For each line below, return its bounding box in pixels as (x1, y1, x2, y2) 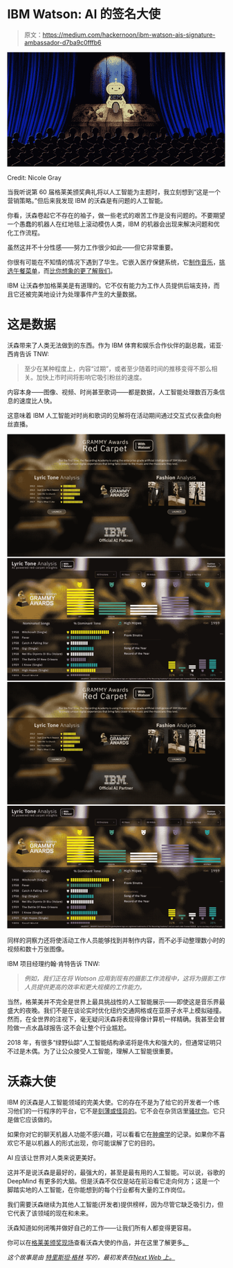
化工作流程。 (7, 228, 44, 236)
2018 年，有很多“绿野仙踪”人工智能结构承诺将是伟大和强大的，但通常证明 (7, 1038, 216, 1046)
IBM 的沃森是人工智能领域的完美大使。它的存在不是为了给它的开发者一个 (7, 1098, 214, 1106)
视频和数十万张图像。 (7, 944, 68, 953)
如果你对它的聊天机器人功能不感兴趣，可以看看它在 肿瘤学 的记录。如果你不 (7, 1130, 219, 1138)
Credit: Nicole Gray (7, 173, 62, 182)
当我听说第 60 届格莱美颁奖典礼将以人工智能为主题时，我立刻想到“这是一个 (7, 188, 221, 196)
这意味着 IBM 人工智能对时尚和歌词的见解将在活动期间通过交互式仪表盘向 (7, 411, 216, 419)
